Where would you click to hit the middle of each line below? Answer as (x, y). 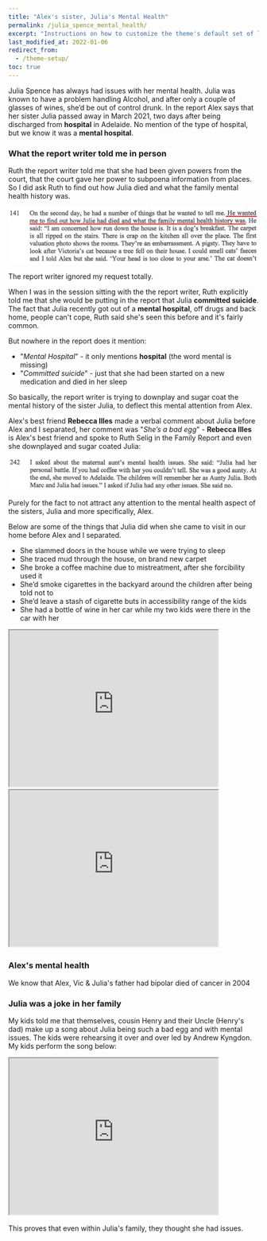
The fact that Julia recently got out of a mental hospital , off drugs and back (132, 308)
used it (31, 576)
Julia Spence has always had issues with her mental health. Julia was (122, 91)
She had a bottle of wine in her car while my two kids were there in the (135, 610)
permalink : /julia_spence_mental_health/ (78, 25)
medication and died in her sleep (73, 381)
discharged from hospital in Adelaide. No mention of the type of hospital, (128, 124)
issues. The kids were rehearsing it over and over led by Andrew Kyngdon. (130, 1038)
